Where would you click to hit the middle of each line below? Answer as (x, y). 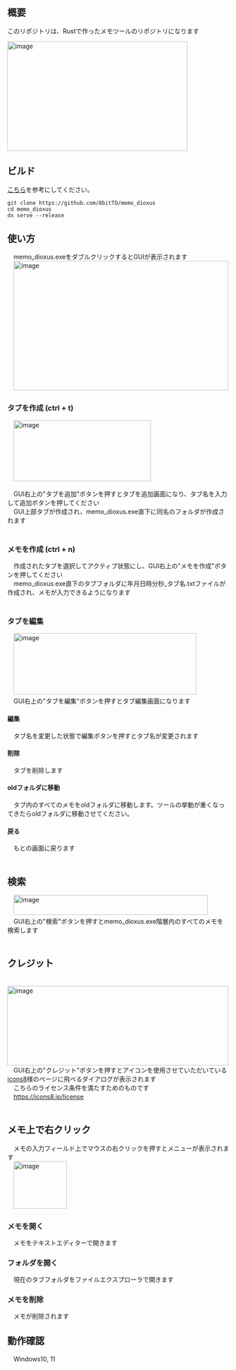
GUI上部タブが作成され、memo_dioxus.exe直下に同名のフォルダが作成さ (119, 512)
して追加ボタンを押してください (54, 502)
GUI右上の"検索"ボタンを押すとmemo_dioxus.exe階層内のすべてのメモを (118, 921)
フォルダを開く (33, 1263)
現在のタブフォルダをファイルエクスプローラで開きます (93, 1280)
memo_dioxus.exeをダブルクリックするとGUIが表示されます (100, 257)
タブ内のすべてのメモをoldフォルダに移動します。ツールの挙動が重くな (116, 805)
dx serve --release (36, 215)
